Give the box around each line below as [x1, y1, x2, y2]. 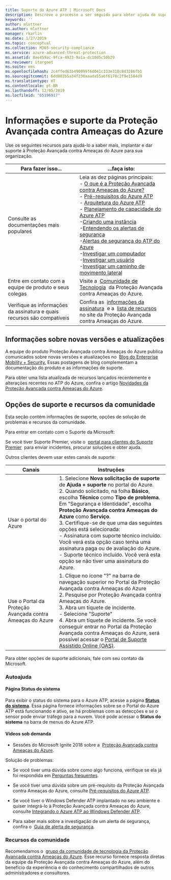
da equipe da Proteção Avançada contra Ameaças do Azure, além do [5, 859, 150, 865]
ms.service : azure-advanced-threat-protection [5, 50, 106, 55]
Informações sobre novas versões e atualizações [5, 335, 164, 344]
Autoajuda [5, 673, 32, 680]
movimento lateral [79, 269, 123, 277]
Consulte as [8, 215, 37, 222]
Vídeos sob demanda [5, 730, 51, 736]
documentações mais [8, 222, 60, 229]
